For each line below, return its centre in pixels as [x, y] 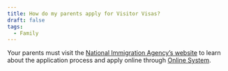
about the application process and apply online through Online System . [109, 61]
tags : [15, 26]
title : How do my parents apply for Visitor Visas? [84, 14]
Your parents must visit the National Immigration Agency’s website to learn [114, 53]
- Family [26, 33]
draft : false [26, 20]
